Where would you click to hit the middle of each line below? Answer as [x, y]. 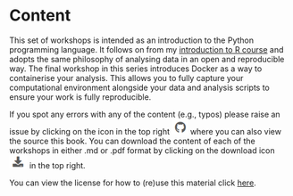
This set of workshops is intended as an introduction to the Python [132, 40]
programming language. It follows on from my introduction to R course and [146, 49]
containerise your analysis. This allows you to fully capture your [126, 78]
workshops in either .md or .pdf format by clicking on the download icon [142, 150]
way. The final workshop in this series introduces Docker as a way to [136, 69]
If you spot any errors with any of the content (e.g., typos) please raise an [145, 114]
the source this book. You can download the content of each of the [133, 141]
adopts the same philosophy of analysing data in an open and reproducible [147, 59]
